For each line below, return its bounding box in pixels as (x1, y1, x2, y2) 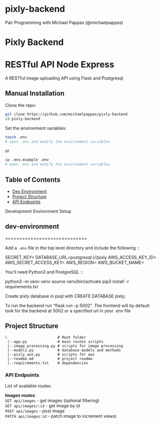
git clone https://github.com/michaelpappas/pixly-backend (5, 111, 128, 117)
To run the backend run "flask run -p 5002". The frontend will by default (5, 302, 150, 308)
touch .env (5, 134, 27, 140)
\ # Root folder (5, 335, 86, 340)
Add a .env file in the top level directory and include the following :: (5, 245, 140, 251)
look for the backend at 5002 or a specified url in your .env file (5, 308, 131, 314)
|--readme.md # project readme (7, 356, 93, 361)
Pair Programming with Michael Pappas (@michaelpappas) (5, 20, 123, 25)
